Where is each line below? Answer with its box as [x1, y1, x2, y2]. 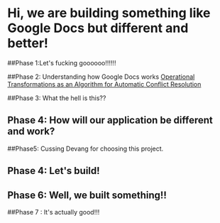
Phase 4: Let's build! [7, 165, 101, 177]
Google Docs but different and [7, 20, 189, 36]
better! [7, 36, 48, 51]
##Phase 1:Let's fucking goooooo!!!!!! [7, 58, 116, 67]
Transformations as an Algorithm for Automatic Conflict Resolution [7, 80, 202, 88]
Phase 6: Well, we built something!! [7, 189, 167, 201]
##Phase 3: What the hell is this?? [7, 94, 106, 102]
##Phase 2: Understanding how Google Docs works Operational [7, 72, 195, 81]
